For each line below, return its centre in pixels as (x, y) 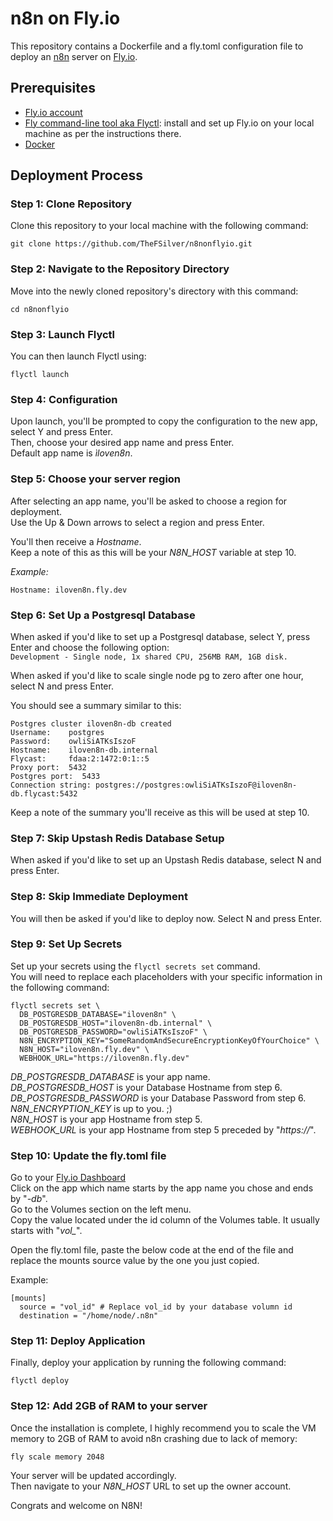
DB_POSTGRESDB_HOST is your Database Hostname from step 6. (146, 1087)
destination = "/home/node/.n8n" (89, 1316)
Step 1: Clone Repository (71, 204)
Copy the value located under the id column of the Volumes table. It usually (165, 1220)
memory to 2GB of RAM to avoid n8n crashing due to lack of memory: (154, 1438)
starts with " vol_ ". (46, 1231)
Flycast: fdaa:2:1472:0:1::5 (80, 758)
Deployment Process (77, 175)
